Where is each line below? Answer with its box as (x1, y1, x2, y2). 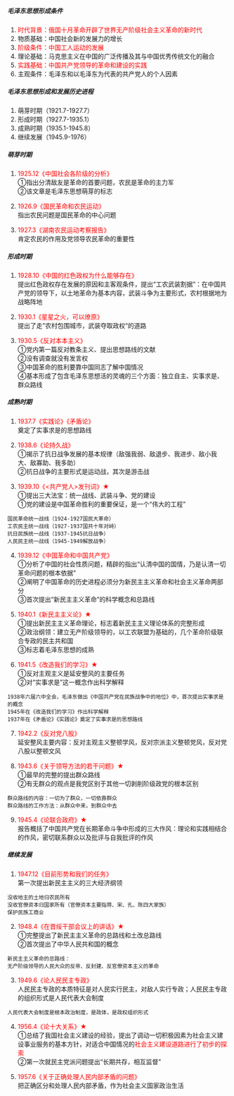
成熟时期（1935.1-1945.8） (17, 123, 95, 132)
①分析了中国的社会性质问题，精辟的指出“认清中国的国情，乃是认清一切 (17, 559, 226, 568)
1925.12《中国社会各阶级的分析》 (17, 169, 113, 178)
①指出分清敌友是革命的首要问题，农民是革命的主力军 (17, 178, 174, 186)
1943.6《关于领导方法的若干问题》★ (17, 762, 124, 770)
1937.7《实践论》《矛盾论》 (17, 417, 95, 425)
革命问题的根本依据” (17, 568, 76, 577)
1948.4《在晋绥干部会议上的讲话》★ (17, 922, 124, 930)
